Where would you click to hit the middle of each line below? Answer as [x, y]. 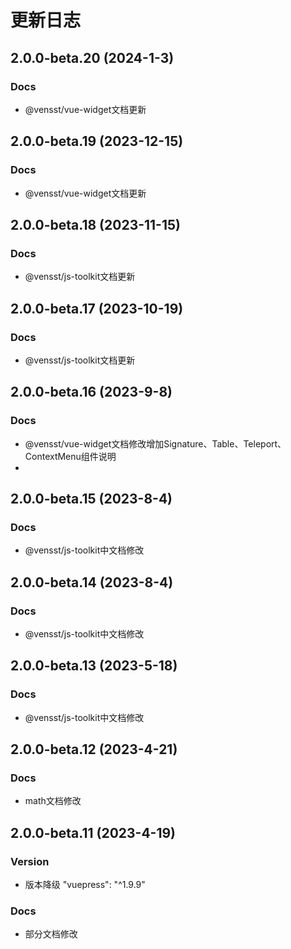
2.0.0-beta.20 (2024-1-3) [92, 57]
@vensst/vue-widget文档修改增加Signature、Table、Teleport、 [155, 443]
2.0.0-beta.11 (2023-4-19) [93, 832]
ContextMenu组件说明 [70, 456]
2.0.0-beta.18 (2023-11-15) [95, 224]
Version [30, 861]
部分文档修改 [51, 934]
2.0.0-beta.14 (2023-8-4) [92, 582]
